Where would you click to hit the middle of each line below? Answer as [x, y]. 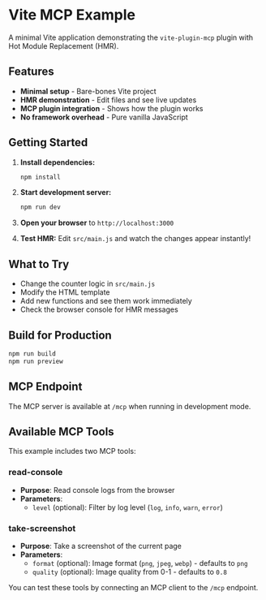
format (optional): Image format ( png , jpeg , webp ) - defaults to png [140, 563]
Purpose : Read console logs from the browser [97, 490]
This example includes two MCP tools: [72, 451]
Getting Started [48, 142]
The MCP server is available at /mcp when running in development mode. [130, 406]
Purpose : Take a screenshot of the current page [101, 546]
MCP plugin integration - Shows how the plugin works [112, 108]
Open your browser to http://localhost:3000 [97, 223]
